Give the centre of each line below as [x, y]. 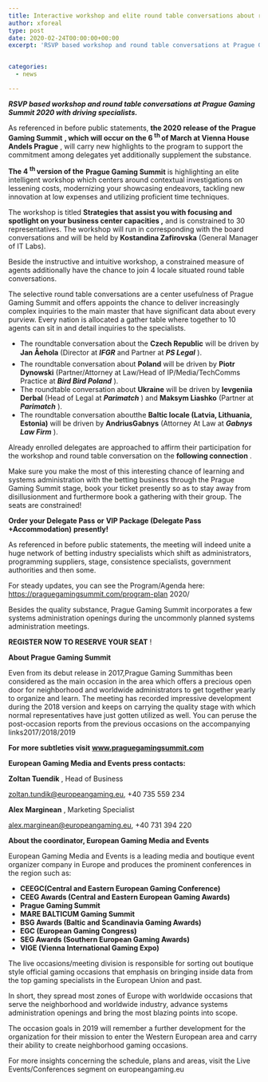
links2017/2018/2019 [42, 732]
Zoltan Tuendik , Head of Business [66, 779]
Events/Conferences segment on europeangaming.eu [97, 1069]
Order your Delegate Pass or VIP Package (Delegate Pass [105, 521]
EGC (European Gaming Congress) [78, 931]
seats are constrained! [45, 505]
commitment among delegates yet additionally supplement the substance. [130, 155]
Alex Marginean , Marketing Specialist [71, 810]
